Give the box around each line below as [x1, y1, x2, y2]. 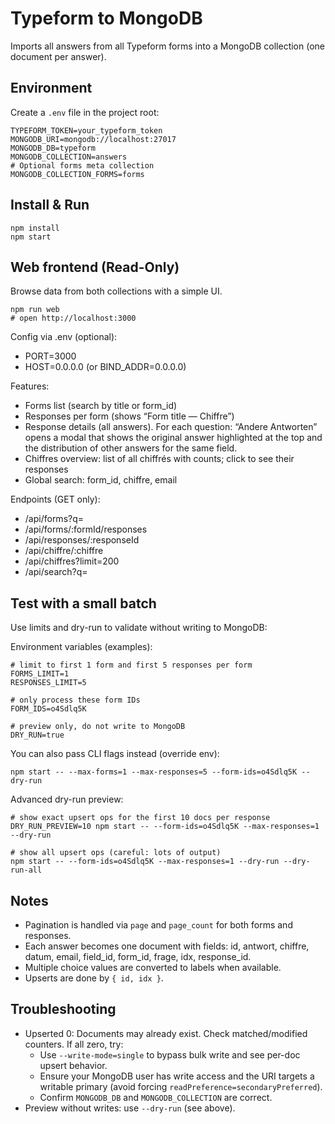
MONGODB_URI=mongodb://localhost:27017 [10, 134, 177, 144]
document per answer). [10, 50, 107, 62]
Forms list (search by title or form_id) [24, 400, 178, 412]
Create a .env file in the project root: [10, 106, 160, 118]
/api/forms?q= [24, 513, 85, 525]
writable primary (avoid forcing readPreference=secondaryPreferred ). [39, 1080, 323, 1092]
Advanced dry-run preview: [10, 793, 124, 806]
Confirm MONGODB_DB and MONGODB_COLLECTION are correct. [39, 1091, 273, 1103]
